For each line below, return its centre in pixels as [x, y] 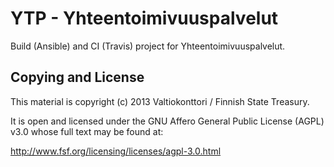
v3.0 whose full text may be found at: [87, 131]
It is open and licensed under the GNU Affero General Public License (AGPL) [167, 121]
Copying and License [77, 77]
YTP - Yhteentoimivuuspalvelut [144, 18]
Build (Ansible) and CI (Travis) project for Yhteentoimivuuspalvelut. [148, 46]
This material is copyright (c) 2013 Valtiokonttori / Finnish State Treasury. [160, 101]
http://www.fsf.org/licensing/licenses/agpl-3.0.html [116, 151]
